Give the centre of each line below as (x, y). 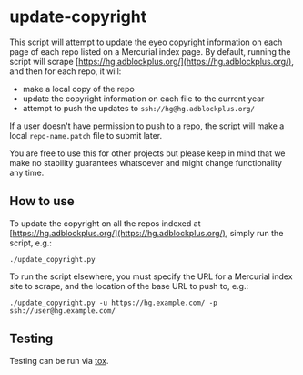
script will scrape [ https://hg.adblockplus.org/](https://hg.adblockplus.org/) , (151, 61)
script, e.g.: (31, 243)
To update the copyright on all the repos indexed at (105, 223)
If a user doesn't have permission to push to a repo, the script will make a (147, 126)
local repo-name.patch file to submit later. (86, 135)
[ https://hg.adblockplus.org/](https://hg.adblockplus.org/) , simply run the (146, 233)
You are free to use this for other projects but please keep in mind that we (147, 153)
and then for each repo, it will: (66, 71)
